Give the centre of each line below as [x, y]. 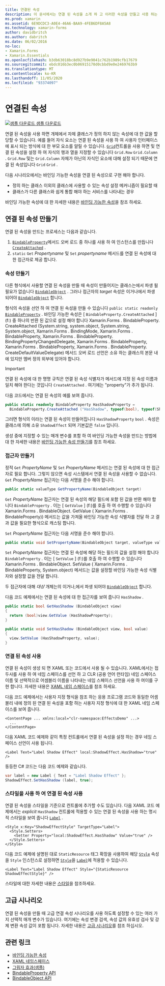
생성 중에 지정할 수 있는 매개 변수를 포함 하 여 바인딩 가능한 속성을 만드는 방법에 [81, 436]
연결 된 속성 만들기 [31, 219]
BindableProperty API [34, 973]
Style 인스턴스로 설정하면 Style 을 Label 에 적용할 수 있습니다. [69, 860]
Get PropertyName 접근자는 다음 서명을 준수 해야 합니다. [60, 479]
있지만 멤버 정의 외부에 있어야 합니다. [45, 359]
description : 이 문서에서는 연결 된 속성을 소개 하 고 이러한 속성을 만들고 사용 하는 [82, 14]
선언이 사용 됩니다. [36, 743]
